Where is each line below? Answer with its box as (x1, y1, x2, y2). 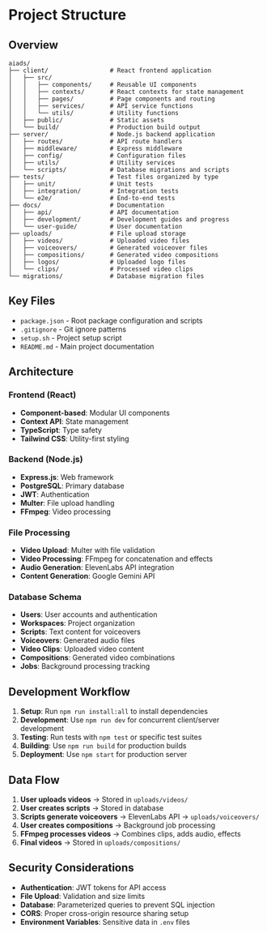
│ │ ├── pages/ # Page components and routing (8, 95, 216, 103)
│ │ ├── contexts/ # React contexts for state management (8, 88, 244, 96)
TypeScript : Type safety (19, 425, 103, 434)
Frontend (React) (8, 389, 77, 400)
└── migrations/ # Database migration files (8, 272, 205, 280)
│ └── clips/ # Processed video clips (8, 265, 194, 273)
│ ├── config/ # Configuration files (8, 152, 186, 160)
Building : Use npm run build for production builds (19, 741, 187, 751)
